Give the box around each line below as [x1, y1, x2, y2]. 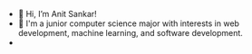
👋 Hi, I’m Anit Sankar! [17, 9, 97, 19]
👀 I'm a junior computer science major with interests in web [17, 18, 240, 29]
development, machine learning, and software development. [17, 28, 243, 38]
